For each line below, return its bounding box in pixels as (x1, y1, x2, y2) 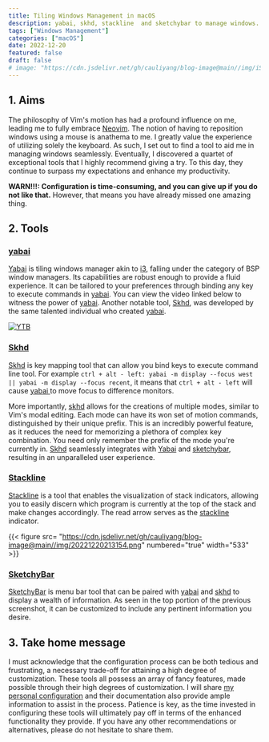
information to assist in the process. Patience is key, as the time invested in (8, 699, 256, 709)
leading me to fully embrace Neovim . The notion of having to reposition (8, 123, 243, 133)
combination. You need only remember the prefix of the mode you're (8, 435, 235, 445)
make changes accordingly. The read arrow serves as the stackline (8, 507, 230, 517)
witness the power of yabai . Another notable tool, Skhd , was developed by (8, 298, 254, 308)
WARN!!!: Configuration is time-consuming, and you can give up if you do (8, 181, 258, 191)
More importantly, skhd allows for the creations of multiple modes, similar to (8, 401, 259, 411)
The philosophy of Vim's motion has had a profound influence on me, (8, 115, 237, 124)
